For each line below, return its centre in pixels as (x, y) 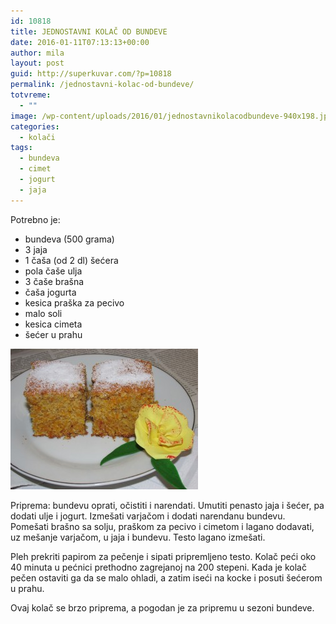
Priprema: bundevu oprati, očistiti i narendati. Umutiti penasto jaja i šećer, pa (167, 505)
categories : (35, 126)
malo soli (43, 313)
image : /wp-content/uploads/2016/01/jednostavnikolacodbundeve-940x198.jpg (171, 116)
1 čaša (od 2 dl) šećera (71, 260)
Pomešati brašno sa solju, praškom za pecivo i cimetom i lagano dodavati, (162, 526)
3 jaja (36, 249)
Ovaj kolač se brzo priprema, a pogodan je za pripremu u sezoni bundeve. (162, 607)
